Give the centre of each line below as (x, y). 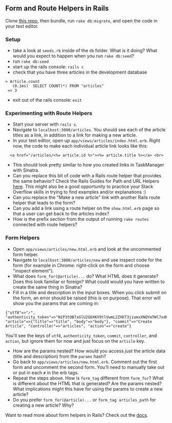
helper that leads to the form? (44, 203)
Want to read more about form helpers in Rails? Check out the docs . (77, 415)
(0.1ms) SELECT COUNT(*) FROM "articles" (58, 86)
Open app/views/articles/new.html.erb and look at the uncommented (87, 249)
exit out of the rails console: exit (47, 100)
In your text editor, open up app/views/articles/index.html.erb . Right (86, 140)
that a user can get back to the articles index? (61, 214)
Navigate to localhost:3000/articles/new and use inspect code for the (87, 260)
